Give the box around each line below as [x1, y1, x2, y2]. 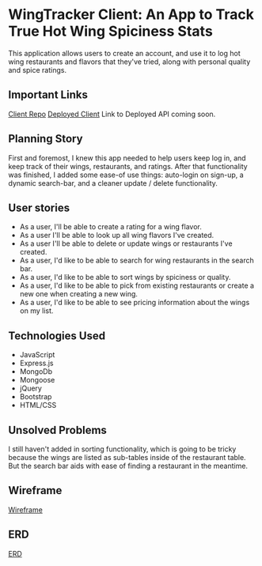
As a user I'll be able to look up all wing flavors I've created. [19, 231, 215, 240]
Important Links [8, 89, 89, 102]
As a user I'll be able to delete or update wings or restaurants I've [19, 239, 233, 248]
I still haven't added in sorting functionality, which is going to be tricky [8, 444, 237, 454]
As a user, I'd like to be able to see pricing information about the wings [19, 298, 250, 308]
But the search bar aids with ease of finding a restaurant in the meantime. [8, 461, 248, 470]
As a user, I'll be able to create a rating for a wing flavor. [19, 222, 202, 232]
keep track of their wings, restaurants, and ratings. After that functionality [8, 161, 248, 171]
